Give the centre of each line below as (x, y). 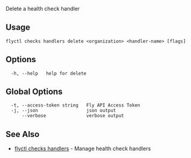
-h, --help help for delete (49, 73)
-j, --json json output (64, 111)
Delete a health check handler (43, 9)
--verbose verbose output (73, 116)
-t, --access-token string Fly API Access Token (76, 105)
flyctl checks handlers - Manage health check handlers (83, 148)
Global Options (34, 92)
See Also (23, 134)
